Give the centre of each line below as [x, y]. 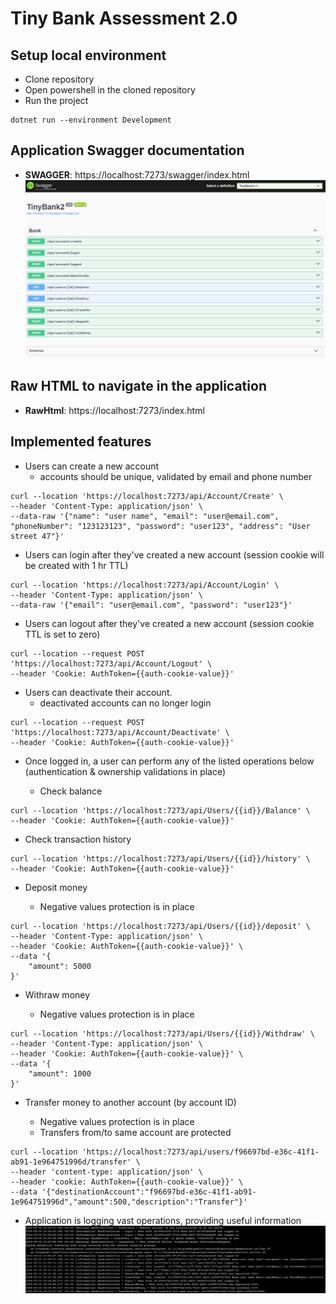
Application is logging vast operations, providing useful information [163, 1220]
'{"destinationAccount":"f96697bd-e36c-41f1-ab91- [149, 1192]
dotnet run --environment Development [91, 120]
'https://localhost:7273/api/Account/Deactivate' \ [120, 732]
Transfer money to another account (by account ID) [130, 1102]
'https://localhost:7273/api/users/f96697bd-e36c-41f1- [200, 1152]
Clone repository [59, 79]
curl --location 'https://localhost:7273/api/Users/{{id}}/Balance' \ [160, 810]
